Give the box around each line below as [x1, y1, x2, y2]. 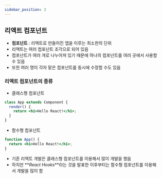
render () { [9, 104, 31, 109]
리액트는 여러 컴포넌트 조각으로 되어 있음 [11, 46, 89, 52]
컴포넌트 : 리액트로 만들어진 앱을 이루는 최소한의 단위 [11, 40, 112, 46]
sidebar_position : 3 [4, 7, 47, 12]
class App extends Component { [4, 99, 68, 105]
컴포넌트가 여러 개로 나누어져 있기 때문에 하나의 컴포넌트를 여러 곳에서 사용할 [11, 52, 158, 59]
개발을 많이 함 [17, 168, 43, 174]
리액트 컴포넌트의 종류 [4, 78, 53, 85]
